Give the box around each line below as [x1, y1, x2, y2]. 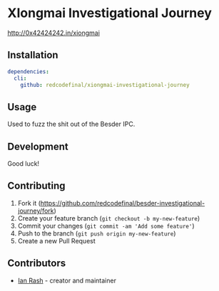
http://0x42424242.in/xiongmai [7, 28, 100, 37]
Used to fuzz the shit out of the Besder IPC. [7, 120, 136, 129]
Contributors [7, 258, 66, 270]
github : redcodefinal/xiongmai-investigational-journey [20, 81, 190, 88]
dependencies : [7, 68, 50, 75]
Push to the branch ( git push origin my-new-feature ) [17, 229, 176, 238]
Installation [7, 49, 58, 61]
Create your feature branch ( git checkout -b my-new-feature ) [17, 213, 200, 222]
